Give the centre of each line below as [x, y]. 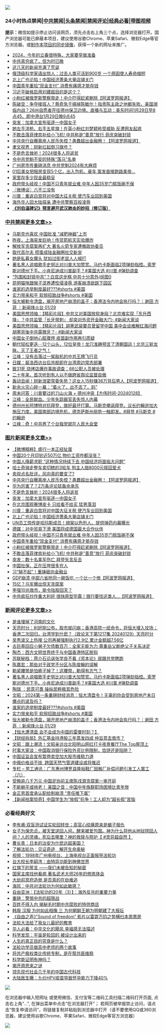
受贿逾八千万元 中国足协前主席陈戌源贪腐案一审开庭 [64, 781]
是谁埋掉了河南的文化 [33, 622]
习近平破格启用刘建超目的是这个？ [46, 92]
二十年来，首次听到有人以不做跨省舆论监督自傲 [59, 374]
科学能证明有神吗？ [31, 959]
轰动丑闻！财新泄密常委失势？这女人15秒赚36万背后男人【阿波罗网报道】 [85, 381]
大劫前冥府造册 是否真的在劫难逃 [45, 880]
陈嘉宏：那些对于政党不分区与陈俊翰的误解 [55, 664]
